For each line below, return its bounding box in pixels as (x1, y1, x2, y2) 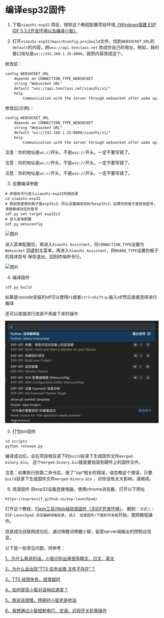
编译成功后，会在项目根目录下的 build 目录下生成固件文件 (5, 453, 119, 459)
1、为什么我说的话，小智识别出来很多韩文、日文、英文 (5, 556, 114, 562)
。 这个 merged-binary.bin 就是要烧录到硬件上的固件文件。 (27, 459, 143, 465)
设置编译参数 (12, 180, 38, 187)
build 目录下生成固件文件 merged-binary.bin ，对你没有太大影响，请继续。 (5, 476, 154, 482)
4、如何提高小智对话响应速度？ (5, 587, 69, 593)
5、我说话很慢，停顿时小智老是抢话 (5, 597, 77, 603)
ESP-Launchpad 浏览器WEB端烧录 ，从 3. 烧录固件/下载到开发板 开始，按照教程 (5, 512, 149, 518)
